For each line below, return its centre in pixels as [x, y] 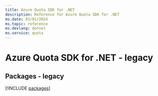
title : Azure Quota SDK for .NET [40, 10]
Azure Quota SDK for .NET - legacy [79, 58]
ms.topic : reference [27, 24]
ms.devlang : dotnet [25, 28]
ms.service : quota [24, 33]
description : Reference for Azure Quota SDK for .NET [62, 14]
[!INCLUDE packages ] [28, 88]
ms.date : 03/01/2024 [27, 19]
